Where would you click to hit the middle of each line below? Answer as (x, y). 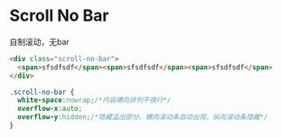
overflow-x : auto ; (50, 109)
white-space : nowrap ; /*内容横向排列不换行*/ (94, 100)
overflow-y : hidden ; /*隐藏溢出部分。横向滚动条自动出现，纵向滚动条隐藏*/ (143, 117)
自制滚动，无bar (39, 41)
